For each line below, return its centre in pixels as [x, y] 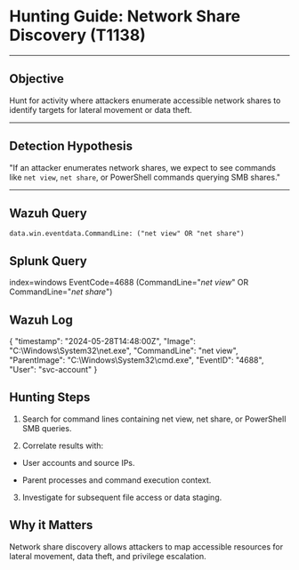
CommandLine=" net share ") [61, 292]
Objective [37, 79]
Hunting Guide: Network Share [125, 16]
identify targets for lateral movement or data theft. [101, 109]
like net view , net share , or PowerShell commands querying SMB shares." [145, 177]
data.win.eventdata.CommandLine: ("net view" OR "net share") [127, 234]
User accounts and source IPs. [78, 462]
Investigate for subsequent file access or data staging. [122, 497]
